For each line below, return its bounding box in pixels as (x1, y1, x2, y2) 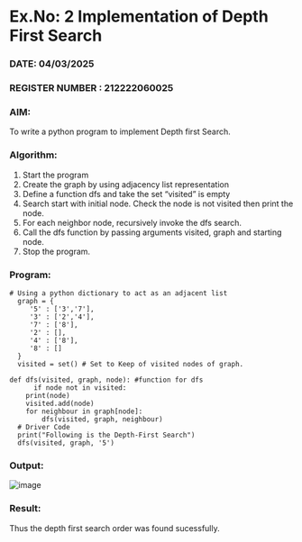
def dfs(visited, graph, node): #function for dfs (9, 375, 204, 384)
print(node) (25, 391, 70, 400)
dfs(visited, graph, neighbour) (41, 414, 164, 424)
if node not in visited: (32, 383, 127, 393)
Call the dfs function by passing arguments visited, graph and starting (22, 227, 282, 238)
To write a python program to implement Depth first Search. (9, 126, 232, 137)
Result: (9, 502, 41, 515)
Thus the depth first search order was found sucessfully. (9, 522, 220, 533)
